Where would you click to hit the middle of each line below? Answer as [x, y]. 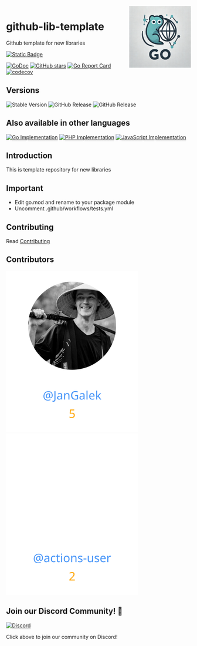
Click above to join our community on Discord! [62, 637]
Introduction [29, 155]
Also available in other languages [68, 123]
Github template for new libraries [46, 43]
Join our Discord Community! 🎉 [64, 611]
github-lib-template [55, 27]
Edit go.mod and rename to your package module [74, 203]
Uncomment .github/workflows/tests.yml [64, 208]
